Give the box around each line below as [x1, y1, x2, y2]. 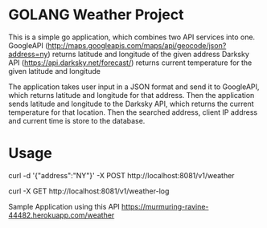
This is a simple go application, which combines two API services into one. [8, 32, 256, 42]
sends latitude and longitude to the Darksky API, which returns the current [8, 99, 255, 108]
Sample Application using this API [8, 202, 121, 211]
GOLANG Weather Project [8, 6, 184, 24]
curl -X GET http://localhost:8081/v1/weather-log [8, 186, 170, 196]
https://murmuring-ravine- [121, 202, 209, 211]
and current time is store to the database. [8, 116, 146, 125]
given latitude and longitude [8, 66, 101, 75]
